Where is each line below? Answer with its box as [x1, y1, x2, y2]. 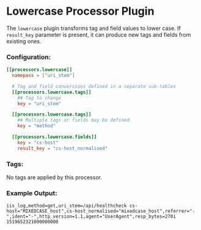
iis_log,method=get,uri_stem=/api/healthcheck [6, 203, 127, 209]
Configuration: [6, 53, 51, 61]
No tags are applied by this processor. [6, 174, 103, 181]
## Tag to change [17, 95, 62, 101]
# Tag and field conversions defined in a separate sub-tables [12, 83, 176, 89]
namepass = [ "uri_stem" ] [12, 72, 75, 79]
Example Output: [6, 188, 57, 197]
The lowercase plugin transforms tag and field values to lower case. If [6, 24, 181, 32]
